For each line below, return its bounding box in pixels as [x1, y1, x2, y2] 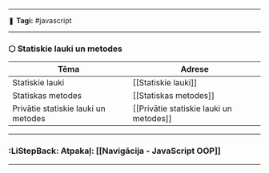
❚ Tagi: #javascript [8, 16, 72, 25]
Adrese [180, 64, 210, 75]
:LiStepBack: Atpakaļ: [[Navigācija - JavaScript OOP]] [8, 145, 222, 156]
